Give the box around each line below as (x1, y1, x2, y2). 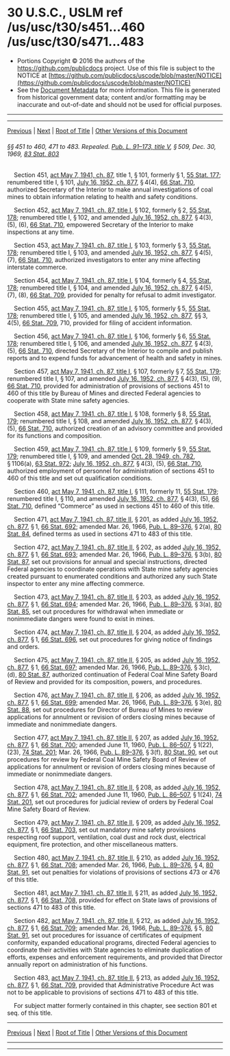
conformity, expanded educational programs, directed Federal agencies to (7, 939, 217, 947)
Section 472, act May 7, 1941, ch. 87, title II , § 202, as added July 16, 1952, (13, 543, 221, 552)
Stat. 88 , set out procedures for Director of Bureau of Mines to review (7, 705, 203, 714)
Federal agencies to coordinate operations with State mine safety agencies (7, 565, 218, 574)
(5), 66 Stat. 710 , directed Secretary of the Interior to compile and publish (7, 347, 214, 355)
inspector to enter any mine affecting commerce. (7, 580, 145, 588)
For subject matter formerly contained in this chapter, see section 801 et (13, 1002, 217, 1010)
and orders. (7, 643, 40, 651)
